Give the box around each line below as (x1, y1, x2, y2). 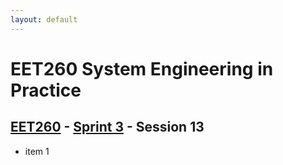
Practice (10, 79, 82, 101)
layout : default (10, 14, 78, 25)
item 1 (24, 145, 50, 157)
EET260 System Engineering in (10, 57, 274, 80)
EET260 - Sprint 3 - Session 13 (10, 119, 205, 136)
